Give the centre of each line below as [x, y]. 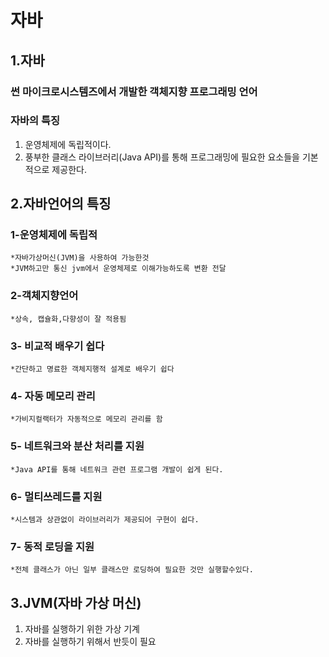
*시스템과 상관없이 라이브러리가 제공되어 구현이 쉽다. [105, 519]
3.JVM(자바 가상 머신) [76, 602]
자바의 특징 [35, 121]
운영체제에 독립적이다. [68, 144]
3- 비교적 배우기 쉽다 [57, 346]
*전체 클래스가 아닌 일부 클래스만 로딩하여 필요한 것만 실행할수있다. [132, 570]
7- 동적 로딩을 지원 [52, 546]
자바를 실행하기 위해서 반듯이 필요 [90, 642]
